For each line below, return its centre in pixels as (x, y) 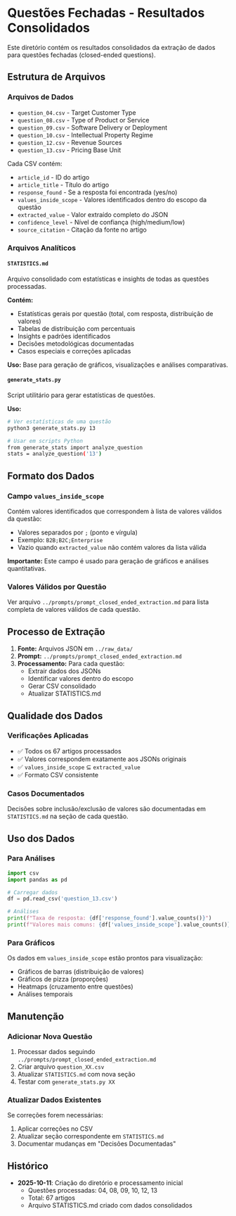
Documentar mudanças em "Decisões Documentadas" (97, 1144)
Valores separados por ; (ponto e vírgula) (78, 532)
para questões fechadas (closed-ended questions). (81, 55)
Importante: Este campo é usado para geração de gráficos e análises (108, 561)
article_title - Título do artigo (63, 184)
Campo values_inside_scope (55, 496)
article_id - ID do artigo (53, 177)
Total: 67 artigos (52, 1198)
